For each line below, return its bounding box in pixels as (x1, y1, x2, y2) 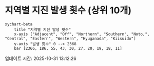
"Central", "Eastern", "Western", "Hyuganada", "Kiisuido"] (5, 36, 137, 41)
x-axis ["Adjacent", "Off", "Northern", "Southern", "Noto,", (14, 31, 150, 37)
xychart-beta (5, 21, 33, 27)
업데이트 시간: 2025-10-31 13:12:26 (5, 55, 76, 61)
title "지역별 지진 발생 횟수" (14, 27, 71, 32)
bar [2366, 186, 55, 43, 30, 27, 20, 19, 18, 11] (14, 46, 123, 51)
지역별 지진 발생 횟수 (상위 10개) (5, 5, 132, 16)
